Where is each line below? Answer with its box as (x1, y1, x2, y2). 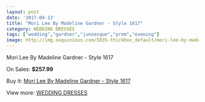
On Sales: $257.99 (6, 66, 54, 73)
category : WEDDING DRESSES (6, 25, 75, 32)
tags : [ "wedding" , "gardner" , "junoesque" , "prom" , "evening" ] (6, 32, 160, 38)
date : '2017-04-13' (6, 15, 56, 21)
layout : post (6, 8, 40, 15)
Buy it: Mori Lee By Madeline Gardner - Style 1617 (6, 77, 131, 84)
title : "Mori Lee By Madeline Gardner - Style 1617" (6, 20, 143, 26)
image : (6, 37, 23, 43)
